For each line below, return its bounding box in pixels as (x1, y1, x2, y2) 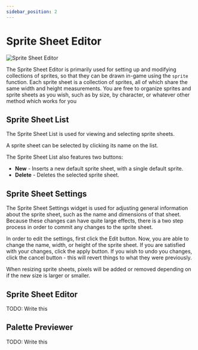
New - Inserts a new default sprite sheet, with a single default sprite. (14, 165, 184, 172)
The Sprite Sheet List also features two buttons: (6, 153, 123, 161)
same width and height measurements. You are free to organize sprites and (6, 85, 191, 92)
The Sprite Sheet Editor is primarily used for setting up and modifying (6, 66, 177, 73)
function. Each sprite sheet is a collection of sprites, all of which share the (6, 78, 188, 85)
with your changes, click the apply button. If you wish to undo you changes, (6, 248, 193, 255)
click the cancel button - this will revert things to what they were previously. (6, 254, 192, 261)
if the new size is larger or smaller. (6, 272, 91, 279)
